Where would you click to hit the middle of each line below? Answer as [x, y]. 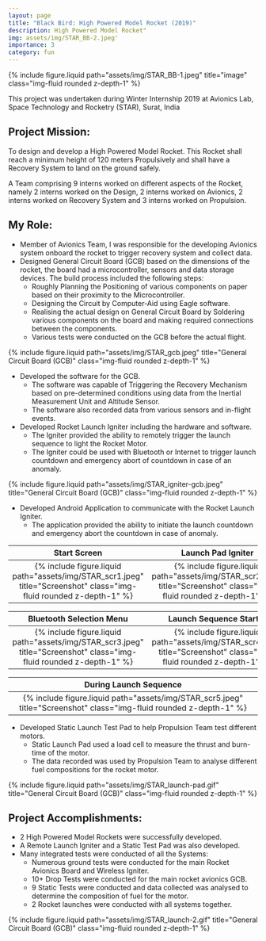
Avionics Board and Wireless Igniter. [90, 871]
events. [44, 418]
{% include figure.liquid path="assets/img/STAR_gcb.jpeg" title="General [127, 352]
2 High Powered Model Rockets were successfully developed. [121, 837]
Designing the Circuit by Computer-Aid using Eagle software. [131, 303]
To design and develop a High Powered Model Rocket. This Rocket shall [125, 151]
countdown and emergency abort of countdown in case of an [131, 460]
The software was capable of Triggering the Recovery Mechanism [139, 384]
